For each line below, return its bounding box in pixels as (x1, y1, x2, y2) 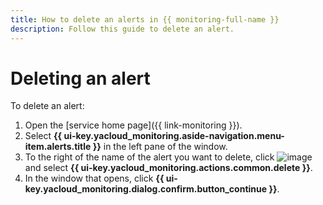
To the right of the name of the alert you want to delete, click (24, 151, 275, 163)
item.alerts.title (24, 141, 92, 153)
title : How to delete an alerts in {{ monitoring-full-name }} (10, 14, 280, 25)
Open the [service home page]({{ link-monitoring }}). (24, 119, 243, 131)
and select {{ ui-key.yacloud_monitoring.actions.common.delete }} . (24, 162, 313, 174)
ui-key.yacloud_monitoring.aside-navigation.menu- (63, 130, 285, 142)
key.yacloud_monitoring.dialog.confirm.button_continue (24, 183, 268, 195)
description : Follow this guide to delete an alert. (10, 24, 235, 34)
